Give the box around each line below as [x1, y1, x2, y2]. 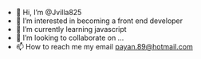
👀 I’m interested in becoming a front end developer [15, 16, 183, 26]
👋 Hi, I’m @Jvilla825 [15, 8, 82, 17]
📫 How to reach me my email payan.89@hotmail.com [15, 42, 193, 51]
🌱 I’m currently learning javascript [15, 25, 127, 33]
